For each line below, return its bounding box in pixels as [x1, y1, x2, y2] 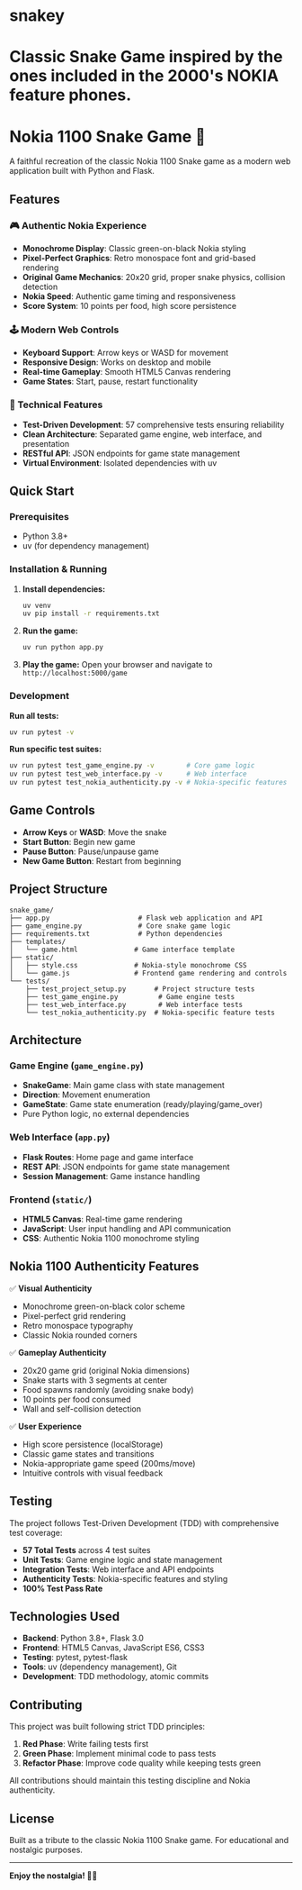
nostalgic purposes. [9, 1844, 84, 1855]
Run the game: [22, 625, 79, 636]
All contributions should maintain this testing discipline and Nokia [9, 1776, 251, 1786]
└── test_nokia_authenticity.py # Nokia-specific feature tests [25, 1008, 276, 1017]
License [9, 1811, 55, 1826]
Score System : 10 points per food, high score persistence [22, 301, 236, 311]
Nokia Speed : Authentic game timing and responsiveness [22, 291, 236, 302]
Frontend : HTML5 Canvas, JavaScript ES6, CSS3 [22, 1642, 205, 1653]
